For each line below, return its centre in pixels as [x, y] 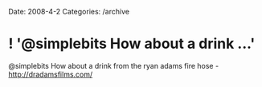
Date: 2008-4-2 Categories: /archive [69, 12]
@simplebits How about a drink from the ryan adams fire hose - [114, 65]
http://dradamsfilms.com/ [51, 74]
